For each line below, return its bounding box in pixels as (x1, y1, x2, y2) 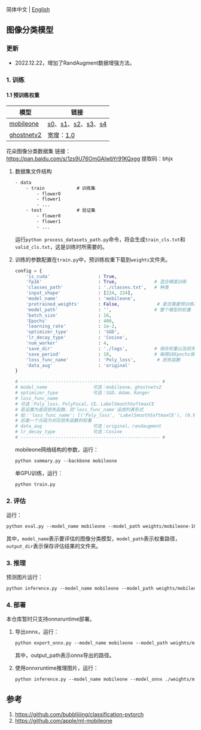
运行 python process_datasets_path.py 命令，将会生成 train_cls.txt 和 (14, 236, 185, 243)
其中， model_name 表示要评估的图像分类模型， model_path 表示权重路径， (6, 535, 181, 542)
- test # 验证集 (26, 208, 96, 214)
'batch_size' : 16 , (26, 312, 112, 318)
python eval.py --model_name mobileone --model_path (6, 523, 141, 529)
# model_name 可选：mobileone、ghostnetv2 (14, 384, 162, 391)
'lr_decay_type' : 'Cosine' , (26, 334, 128, 340)
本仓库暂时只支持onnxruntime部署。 (6, 616, 95, 623)
